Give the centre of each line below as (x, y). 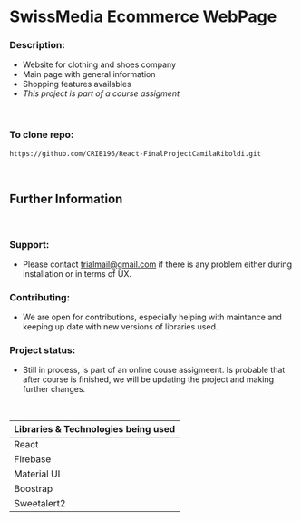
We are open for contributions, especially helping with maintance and (152, 317)
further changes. (54, 389)
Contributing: (40, 297)
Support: (29, 244)
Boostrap (34, 489)
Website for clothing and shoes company (99, 64)
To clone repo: (42, 135)
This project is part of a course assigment (101, 93)
